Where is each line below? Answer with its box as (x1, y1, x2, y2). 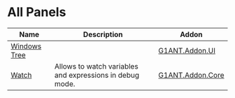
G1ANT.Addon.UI (158, 45, 215, 55)
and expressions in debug (55, 70, 140, 80)
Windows (10, 41, 42, 51)
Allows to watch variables (55, 61, 138, 71)
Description (83, 29, 124, 39)
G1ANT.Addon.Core (158, 70, 225, 80)
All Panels (7, 4, 66, 20)
